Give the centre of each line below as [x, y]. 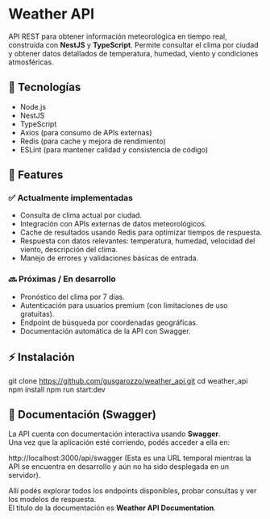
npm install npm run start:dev [57, 389]
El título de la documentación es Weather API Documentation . [112, 508]
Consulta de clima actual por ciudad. [81, 215]
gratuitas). [37, 313]
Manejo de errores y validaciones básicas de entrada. [109, 258]
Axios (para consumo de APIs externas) [86, 132]
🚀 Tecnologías [45, 87]
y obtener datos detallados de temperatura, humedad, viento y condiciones [133, 53]
